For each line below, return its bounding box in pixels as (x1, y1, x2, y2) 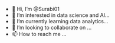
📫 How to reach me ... (11, 31, 67, 37)
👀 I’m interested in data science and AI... (11, 12, 110, 19)
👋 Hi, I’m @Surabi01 (11, 6, 60, 12)
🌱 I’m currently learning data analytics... (11, 18, 109, 24)
